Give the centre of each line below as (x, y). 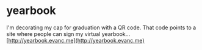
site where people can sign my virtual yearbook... (68, 34)
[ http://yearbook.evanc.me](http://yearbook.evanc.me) (75, 40)
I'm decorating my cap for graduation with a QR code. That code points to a (101, 27)
